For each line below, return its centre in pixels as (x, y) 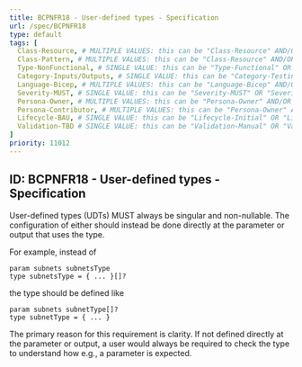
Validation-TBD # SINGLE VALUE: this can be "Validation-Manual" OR (148, 127)
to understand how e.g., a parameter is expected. (101, 353)
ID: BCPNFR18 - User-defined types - (115, 179)
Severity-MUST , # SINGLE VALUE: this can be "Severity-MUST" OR (140, 93)
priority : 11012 (40, 143)
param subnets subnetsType (60, 268)
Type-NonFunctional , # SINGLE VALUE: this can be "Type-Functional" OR (155, 68)
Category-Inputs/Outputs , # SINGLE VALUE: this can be (122, 76)
